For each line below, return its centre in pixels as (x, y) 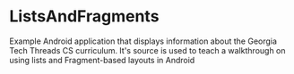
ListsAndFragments (84, 16)
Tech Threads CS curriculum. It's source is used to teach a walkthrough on (147, 50)
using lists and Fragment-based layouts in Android (102, 60)
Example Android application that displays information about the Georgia (143, 41)
